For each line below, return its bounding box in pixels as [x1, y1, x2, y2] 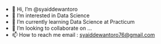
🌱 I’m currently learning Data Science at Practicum [11, 18, 135, 25]
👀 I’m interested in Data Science [11, 12, 90, 19]
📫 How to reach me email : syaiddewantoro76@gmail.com [11, 32, 155, 38]
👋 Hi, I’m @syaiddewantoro [11, 6, 78, 12]
